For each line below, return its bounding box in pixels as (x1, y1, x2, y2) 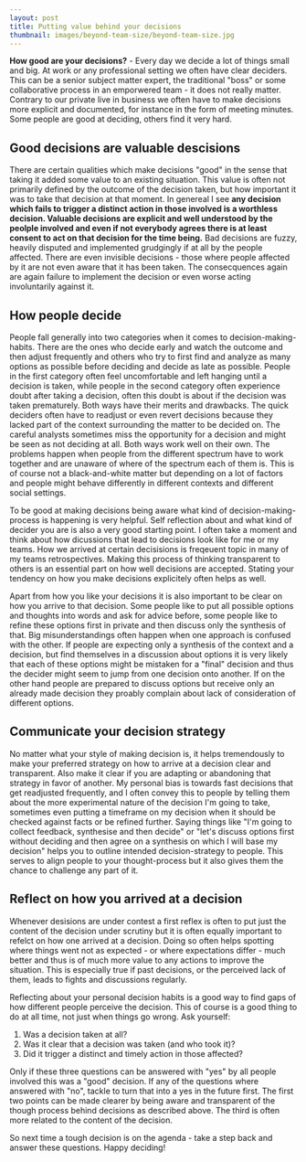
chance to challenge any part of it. (9, 865, 139, 876)
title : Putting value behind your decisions (9, 22, 182, 31)
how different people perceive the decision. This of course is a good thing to (9, 1001, 298, 1012)
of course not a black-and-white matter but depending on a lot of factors (9, 468, 283, 478)
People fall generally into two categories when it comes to (9, 332, 228, 343)
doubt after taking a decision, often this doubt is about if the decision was (9, 390, 287, 400)
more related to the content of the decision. (9, 1114, 174, 1125)
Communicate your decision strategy (9, 724, 227, 740)
